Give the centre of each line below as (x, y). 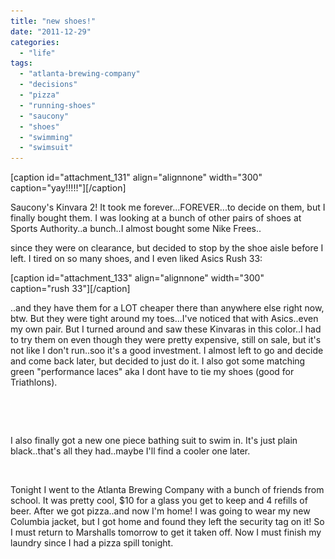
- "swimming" (46, 137)
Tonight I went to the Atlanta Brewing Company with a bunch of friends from (167, 490)
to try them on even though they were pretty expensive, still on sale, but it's (166, 340)
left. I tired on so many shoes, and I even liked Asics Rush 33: (136, 259)
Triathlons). (34, 382)
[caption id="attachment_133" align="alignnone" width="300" (137, 278)
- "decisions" (48, 85)
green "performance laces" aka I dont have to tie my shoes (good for (152, 372)
